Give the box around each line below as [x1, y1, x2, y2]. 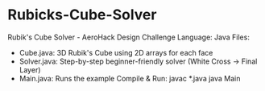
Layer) [19, 64, 41, 74]
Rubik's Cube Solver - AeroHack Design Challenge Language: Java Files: [7, 32, 251, 42]
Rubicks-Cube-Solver [7, 6, 157, 24]
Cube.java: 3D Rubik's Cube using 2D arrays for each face [19, 48, 213, 57]
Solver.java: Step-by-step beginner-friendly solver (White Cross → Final [19, 56, 258, 66]
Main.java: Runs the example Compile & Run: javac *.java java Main [19, 73, 241, 83]
